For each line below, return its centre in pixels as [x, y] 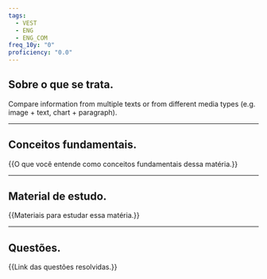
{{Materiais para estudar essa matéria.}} [74, 215]
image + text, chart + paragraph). [63, 112]
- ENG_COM [31, 38]
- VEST [26, 23]
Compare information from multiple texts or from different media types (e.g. [132, 103]
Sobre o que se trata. [61, 85]
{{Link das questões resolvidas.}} [63, 267]
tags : [17, 15]
